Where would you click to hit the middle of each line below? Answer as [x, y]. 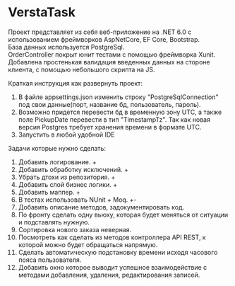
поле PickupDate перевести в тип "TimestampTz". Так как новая [114, 119]
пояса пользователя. [50, 260]
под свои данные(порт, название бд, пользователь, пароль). [109, 104]
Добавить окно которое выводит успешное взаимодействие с [113, 267]
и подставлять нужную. [54, 222]
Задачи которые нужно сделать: [57, 148]
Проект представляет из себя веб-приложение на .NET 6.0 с [100, 32]
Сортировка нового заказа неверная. [75, 229]
